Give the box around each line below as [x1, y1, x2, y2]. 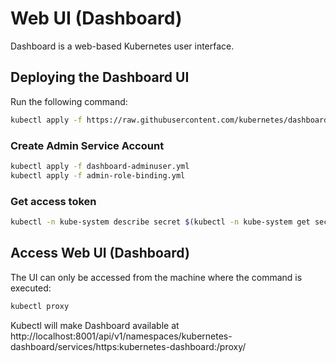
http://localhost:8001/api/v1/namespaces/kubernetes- [10, 330, 233, 342]
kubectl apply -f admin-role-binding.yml [10, 170, 186, 181]
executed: [10, 282, 52, 294]
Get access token [10, 194, 97, 208]
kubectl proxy [10, 301, 70, 311]
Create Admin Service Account [10, 138, 165, 152]
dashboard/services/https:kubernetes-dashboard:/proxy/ [10, 340, 247, 352]
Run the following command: [10, 95, 128, 107]
